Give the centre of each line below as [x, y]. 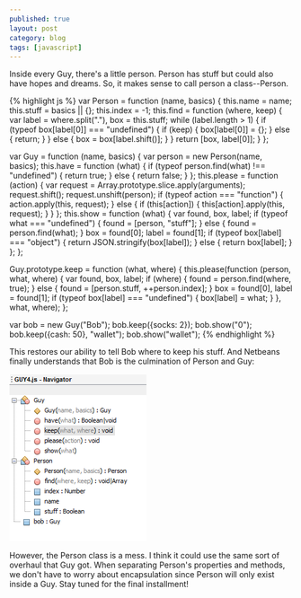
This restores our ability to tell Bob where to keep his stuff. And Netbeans [145, 352]
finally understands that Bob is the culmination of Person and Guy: [132, 361]
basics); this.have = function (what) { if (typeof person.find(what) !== [138, 166]
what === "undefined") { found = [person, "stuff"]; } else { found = [133, 224]
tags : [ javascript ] [46, 48]
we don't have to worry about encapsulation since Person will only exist [142, 575]
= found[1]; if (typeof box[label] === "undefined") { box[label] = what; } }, [145, 298]
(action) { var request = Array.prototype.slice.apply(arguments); [127, 185]
